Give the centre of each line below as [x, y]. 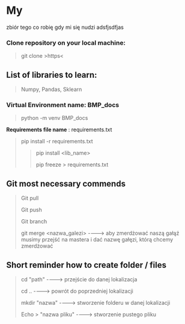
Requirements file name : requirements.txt [59, 129]
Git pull [30, 198]
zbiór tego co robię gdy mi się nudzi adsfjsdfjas [65, 27]
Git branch [34, 222]
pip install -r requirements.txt [57, 142]
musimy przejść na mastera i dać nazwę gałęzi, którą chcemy [97, 240]
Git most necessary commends [66, 183]
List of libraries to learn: [52, 75]
